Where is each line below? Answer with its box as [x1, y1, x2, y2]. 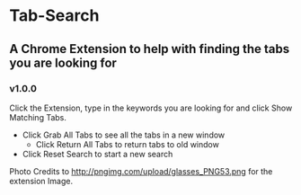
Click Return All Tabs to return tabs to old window [35, 138, 220, 149]
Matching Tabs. [9, 111, 67, 122]
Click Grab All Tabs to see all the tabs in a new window [22, 129, 226, 140]
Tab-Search [9, 5, 100, 26]
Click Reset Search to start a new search [22, 148, 173, 159]
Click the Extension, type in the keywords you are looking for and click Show [9, 102, 293, 113]
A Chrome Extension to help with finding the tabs [9, 41, 290, 57]
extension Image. [9, 175, 74, 186]
